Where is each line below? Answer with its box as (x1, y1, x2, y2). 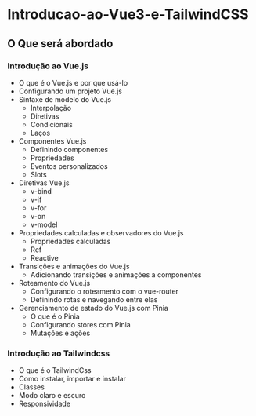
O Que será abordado (7, 37, 114, 50)
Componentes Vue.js (18, 136, 87, 146)
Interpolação (30, 103, 72, 112)
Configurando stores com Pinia (30, 319, 131, 329)
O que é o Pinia (30, 312, 80, 321)
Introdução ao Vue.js (7, 60, 89, 71)
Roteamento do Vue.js (18, 278, 91, 287)
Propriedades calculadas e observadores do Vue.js (18, 228, 184, 237)
